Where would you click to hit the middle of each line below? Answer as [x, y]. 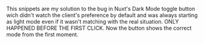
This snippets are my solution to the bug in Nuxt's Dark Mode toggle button [101, 9]
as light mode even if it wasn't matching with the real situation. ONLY [93, 21]
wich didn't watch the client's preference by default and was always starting [102, 15]
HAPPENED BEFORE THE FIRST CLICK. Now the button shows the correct [99, 28]
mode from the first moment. [42, 35]
